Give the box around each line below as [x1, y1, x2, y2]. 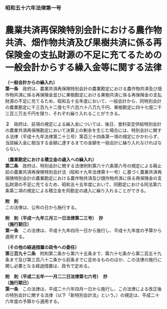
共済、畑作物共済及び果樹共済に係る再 [5, 37, 163, 48]
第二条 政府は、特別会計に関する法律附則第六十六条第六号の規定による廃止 [5, 163, 162, 169]
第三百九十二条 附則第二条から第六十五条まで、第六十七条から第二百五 [5, 250, 153, 256]
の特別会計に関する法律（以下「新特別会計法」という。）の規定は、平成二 [5, 292, 156, 298]
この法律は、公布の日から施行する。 [5, 204, 80, 210]
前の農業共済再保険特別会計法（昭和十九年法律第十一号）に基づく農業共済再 [5, 169, 162, 175]
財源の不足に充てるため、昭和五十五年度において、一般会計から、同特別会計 [5, 98, 162, 104]
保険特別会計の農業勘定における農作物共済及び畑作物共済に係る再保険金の [5, 175, 158, 181]
